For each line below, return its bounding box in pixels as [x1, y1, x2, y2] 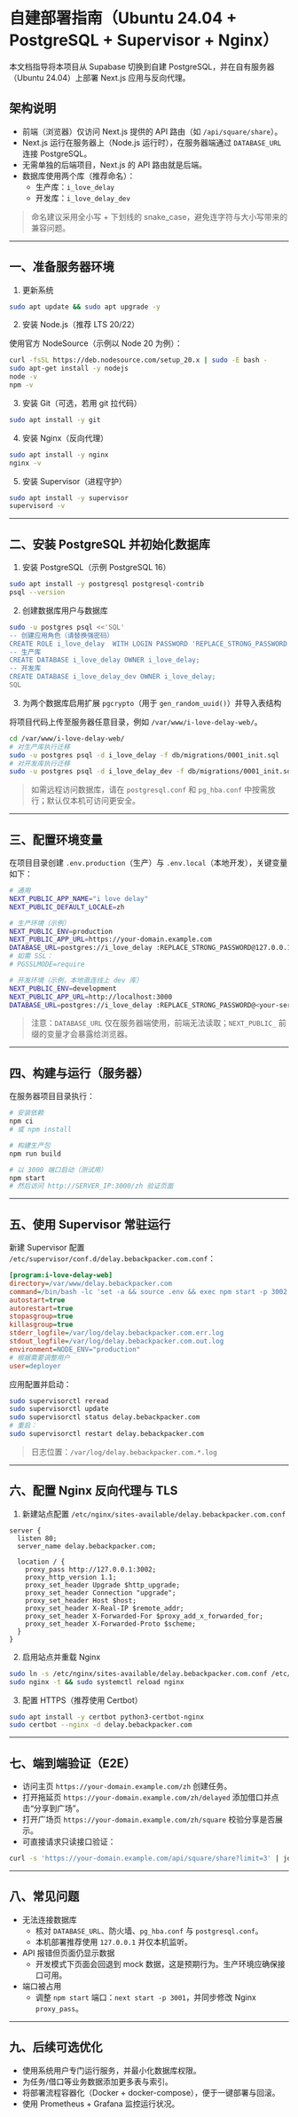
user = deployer [9, 1361, 62, 1370]
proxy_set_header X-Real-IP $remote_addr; [25, 1603, 184, 1612]
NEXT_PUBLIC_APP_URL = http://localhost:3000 [9, 992, 173, 1001]
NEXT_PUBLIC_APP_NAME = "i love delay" [9, 894, 149, 903]
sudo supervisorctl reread [9, 1396, 109, 1406]
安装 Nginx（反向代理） [21, 432, 109, 443]
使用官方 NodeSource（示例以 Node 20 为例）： [9, 338, 184, 349]
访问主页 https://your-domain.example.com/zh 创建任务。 [21, 1781, 232, 1792]
